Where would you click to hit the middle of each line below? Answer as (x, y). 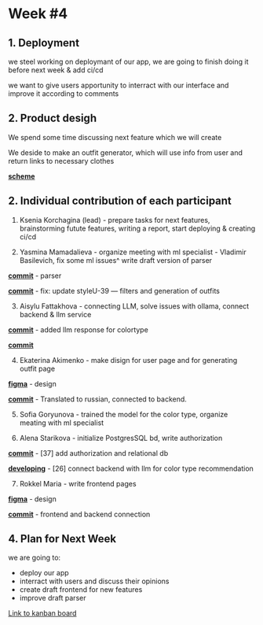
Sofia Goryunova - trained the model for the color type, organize (124, 414)
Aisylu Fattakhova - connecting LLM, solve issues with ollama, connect (134, 306)
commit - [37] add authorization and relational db (88, 453)
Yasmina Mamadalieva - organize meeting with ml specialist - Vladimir (133, 252)
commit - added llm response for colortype (79, 329)
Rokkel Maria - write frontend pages (78, 483)
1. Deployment (44, 43)
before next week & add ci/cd (56, 70)
